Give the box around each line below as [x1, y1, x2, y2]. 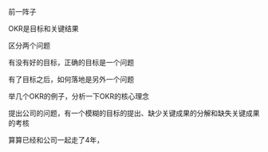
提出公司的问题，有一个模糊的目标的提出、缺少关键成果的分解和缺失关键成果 [8, 108, 260, 118]
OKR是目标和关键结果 [8, 24, 80, 33]
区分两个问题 [8, 41, 50, 50]
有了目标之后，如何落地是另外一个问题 [8, 75, 134, 84]
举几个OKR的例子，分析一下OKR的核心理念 [8, 92, 150, 101]
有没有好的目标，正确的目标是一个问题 [8, 58, 134, 67]
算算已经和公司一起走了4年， [8, 135, 104, 145]
